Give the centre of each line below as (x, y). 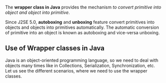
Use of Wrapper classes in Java (55, 48)
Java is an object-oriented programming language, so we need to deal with (82, 60)
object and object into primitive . (38, 12)
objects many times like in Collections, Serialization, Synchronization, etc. (80, 65)
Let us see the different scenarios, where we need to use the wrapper (76, 71)
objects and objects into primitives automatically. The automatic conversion (82, 27)
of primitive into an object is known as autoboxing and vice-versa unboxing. (83, 33)
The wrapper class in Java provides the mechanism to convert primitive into (83, 7)
